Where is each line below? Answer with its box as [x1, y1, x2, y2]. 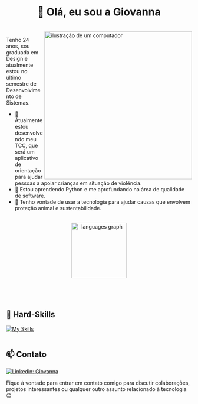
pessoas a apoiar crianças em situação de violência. [14, 180, 142, 187]
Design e [6, 55, 28, 62]
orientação [14, 167, 41, 174]
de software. [14, 192, 46, 199]
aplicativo [14, 154, 38, 161]
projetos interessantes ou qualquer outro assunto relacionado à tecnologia [6, 386, 187, 393]
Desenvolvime [6, 86, 41, 93]
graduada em [6, 48, 39, 56]
